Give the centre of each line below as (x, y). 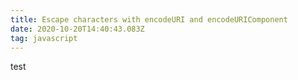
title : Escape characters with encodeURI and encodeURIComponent (149, 19)
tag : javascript (44, 38)
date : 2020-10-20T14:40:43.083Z (77, 29)
